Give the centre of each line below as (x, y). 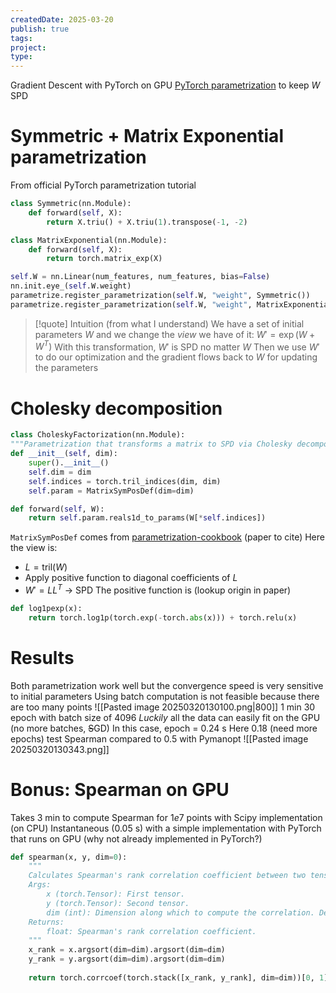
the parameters (66, 368)
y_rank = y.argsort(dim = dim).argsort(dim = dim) (127, 959)
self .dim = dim (60, 472)
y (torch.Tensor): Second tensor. (118, 903)
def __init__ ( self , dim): (64, 454)
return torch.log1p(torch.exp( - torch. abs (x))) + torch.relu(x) (163, 617)
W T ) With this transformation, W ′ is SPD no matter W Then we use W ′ (177, 346)
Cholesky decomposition (116, 408)
